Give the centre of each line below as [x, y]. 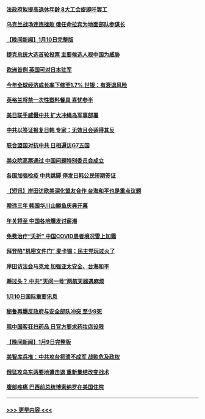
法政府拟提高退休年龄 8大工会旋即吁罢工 [57, 9]
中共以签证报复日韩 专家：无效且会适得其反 [60, 130]
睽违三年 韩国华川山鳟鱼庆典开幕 [47, 206]
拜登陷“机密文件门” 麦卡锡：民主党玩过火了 [61, 251]
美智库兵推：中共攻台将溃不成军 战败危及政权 [63, 357]
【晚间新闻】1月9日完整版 [39, 341]
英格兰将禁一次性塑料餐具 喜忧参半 [50, 100]
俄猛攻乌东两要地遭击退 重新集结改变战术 [58, 372]
